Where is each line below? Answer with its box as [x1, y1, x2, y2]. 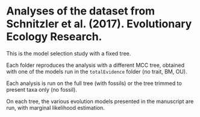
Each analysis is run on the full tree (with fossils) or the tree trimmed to [6, 80, 182, 87]
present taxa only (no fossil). [6, 86, 77, 93]
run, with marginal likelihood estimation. [6, 104, 105, 111]
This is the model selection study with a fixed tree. [6, 49, 131, 57]
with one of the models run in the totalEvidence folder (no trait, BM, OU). [6, 68, 188, 75]
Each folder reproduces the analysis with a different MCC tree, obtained [6, 62, 185, 69]
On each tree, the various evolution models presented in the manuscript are [6, 98, 194, 105]
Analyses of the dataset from [6, 4, 155, 18]
